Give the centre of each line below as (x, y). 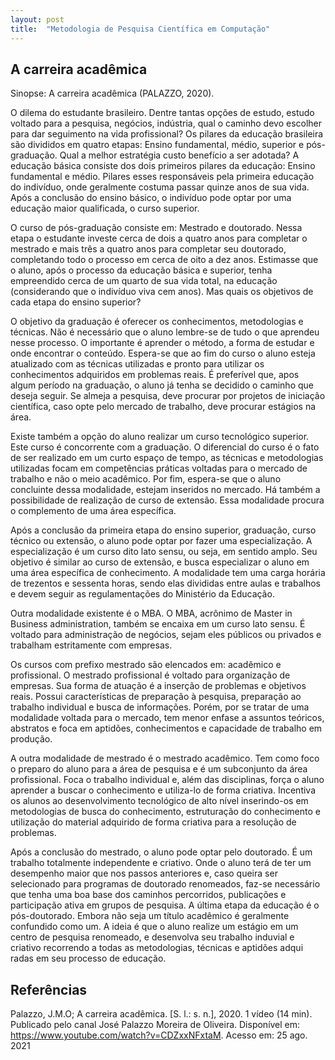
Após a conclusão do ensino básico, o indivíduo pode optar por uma (151, 198)
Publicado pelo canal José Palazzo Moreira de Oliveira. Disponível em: (155, 1025)
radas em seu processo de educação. (88, 958)
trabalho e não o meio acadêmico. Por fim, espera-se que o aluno (146, 479)
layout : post (37, 19)
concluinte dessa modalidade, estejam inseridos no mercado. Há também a (165, 490)
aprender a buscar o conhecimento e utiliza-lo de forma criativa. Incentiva (163, 790)
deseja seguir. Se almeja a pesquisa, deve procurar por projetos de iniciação (168, 396)
